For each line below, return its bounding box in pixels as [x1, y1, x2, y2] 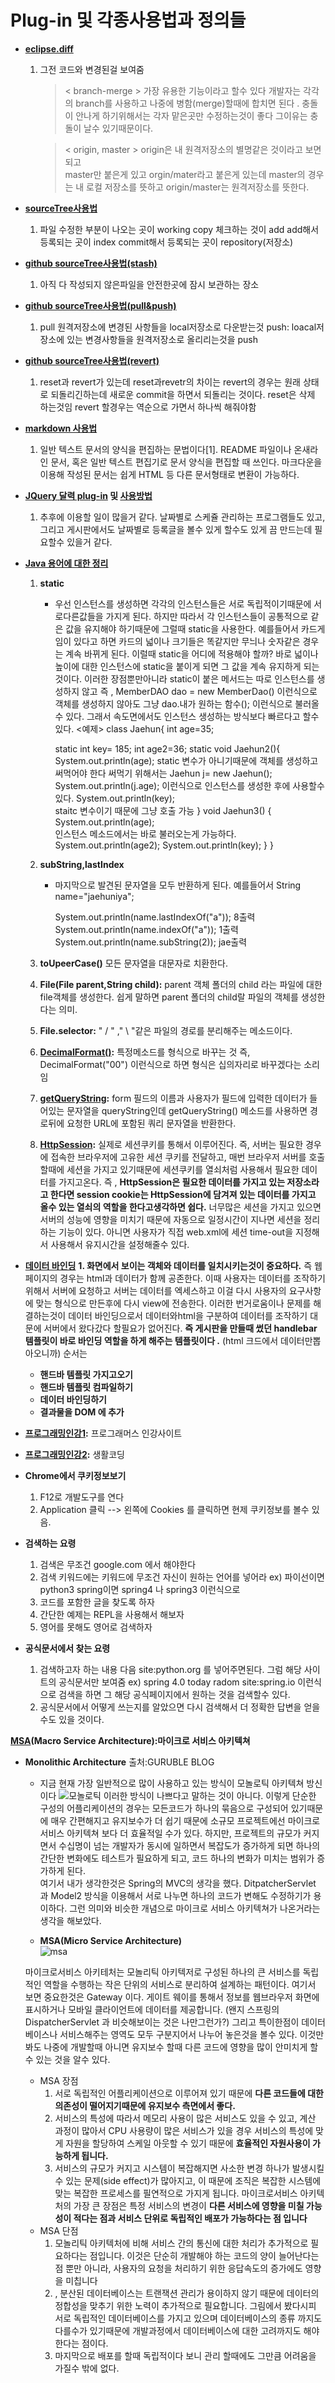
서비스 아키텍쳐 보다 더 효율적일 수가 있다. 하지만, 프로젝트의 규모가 [39, 1827, 302, 1839]
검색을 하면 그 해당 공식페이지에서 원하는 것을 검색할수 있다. [58, 1688, 291, 1700]
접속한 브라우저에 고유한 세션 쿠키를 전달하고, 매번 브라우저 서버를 [50, 1151, 307, 1163]
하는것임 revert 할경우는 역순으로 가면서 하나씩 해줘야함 [39, 401, 257, 413]
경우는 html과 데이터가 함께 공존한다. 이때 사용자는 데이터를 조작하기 [59, 1272, 326, 1284]
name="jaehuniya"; [54, 890, 135, 902]
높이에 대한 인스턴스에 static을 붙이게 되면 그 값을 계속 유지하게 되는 [54, 660, 320, 672]
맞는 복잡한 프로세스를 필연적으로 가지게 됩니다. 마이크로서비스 [54, 2187, 298, 2199]
